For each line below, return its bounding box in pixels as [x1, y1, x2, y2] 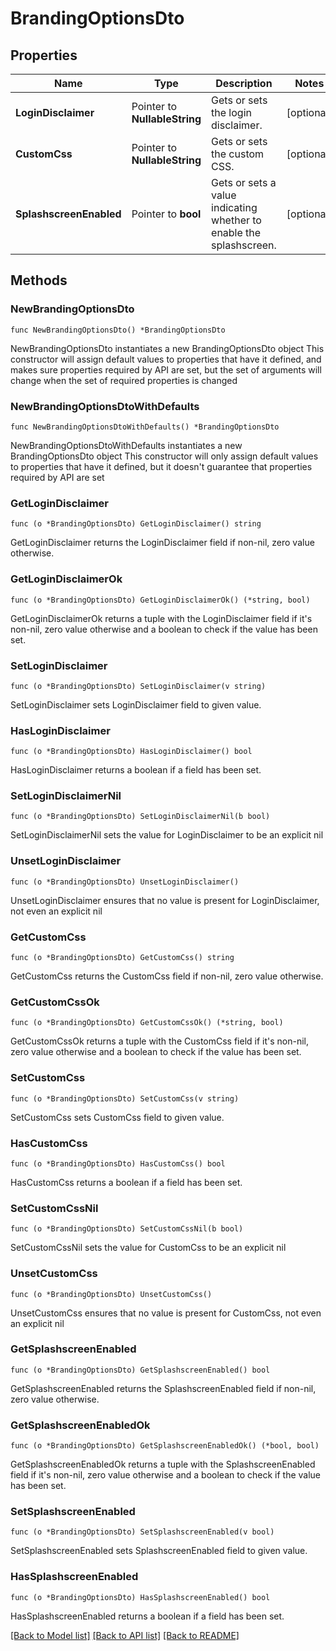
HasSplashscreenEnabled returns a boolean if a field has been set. [10, 1610, 285, 1622]
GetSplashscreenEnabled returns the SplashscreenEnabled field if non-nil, [10, 1382, 317, 1394]
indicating [211, 201, 258, 214]
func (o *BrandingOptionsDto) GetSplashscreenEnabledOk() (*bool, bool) [10, 1441, 320, 1451]
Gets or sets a [211, 176, 277, 189]
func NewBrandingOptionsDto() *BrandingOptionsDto [10, 325, 226, 335]
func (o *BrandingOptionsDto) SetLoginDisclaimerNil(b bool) [10, 812, 271, 822]
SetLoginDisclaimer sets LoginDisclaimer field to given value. [10, 698, 262, 711]
